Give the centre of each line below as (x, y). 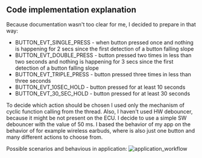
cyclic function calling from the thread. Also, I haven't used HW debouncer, (99, 111)
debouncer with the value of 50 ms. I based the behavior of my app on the (99, 124)
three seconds (33, 81)
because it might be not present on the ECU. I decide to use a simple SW (96, 118)
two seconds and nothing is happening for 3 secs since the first (94, 61)
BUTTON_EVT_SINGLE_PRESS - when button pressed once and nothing (104, 42)
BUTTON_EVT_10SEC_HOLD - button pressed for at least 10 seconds (100, 87)
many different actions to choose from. (55, 137)
